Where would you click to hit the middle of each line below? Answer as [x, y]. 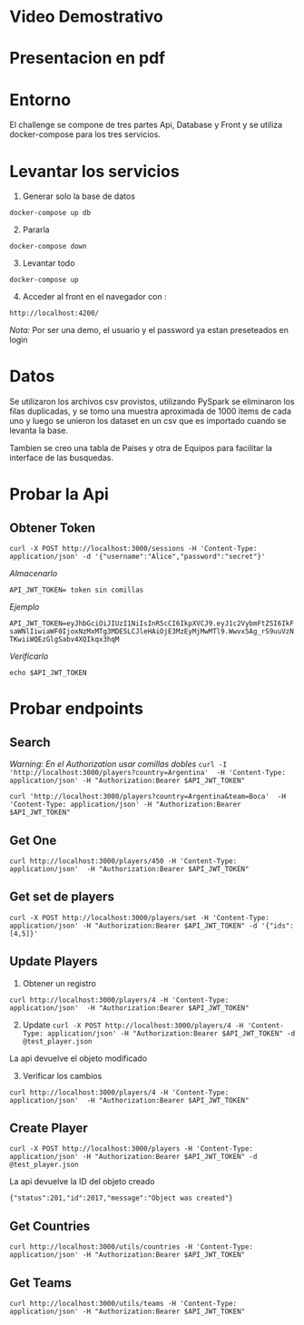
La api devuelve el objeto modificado [78, 1058]
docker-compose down [49, 247]
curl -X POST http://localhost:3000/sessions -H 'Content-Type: [133, 549]
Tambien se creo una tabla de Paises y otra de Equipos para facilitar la [141, 448]
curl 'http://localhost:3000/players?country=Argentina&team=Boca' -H [147, 797]
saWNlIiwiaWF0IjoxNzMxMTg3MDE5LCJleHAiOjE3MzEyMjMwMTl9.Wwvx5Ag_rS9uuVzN [152, 632]
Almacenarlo [34, 574]
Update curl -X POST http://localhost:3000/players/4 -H [133, 1025]
